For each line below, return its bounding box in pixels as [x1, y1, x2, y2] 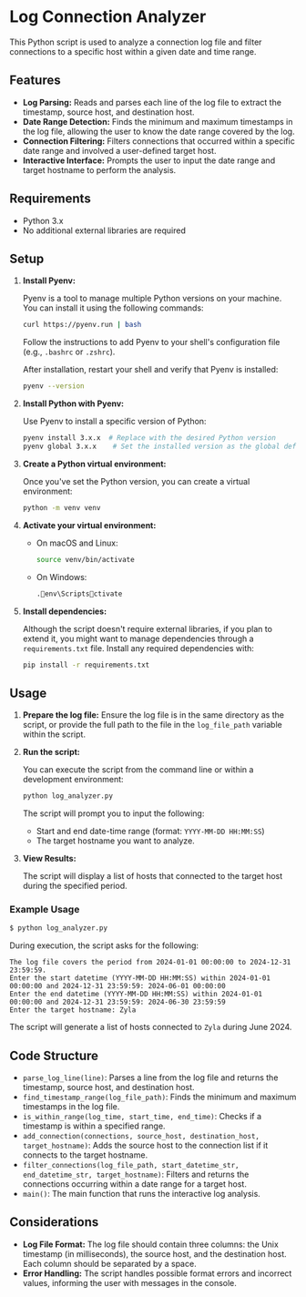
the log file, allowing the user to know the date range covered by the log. [22, 126, 295, 137]
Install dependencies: [22, 606, 107, 617]
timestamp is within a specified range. [22, 1120, 166, 1131]
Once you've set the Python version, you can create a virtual [22, 475, 250, 486]
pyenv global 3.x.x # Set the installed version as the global [22, 442, 280, 451]
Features [9, 73, 61, 88]
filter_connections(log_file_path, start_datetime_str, [22, 1161, 240, 1170]
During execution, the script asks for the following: [9, 940, 199, 951]
